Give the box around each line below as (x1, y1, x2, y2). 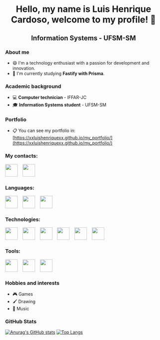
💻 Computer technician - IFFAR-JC (12, 94, 87, 100)
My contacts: (5, 152, 38, 159)
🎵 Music (12, 305, 29, 311)
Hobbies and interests (5, 279, 60, 286)
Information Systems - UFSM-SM (31, 34, 136, 42)
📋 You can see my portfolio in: (12, 128, 76, 134)
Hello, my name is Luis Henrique (15, 3, 152, 15)
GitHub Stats (5, 318, 37, 325)
